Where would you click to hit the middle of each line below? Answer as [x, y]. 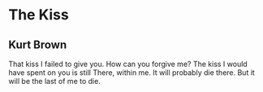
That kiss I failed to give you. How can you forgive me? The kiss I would [128, 64]
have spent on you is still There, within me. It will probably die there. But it [132, 73]
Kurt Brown [38, 45]
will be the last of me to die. [55, 81]
